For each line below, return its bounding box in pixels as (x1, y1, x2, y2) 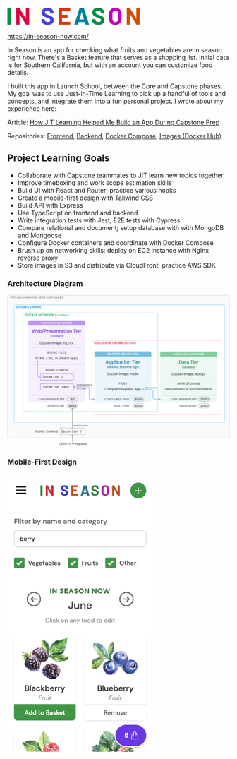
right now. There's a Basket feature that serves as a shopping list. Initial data (7, 54, 229, 61)
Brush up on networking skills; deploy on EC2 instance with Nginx (17, 246, 209, 254)
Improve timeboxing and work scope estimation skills (17, 178, 172, 187)
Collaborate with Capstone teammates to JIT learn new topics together (17, 171, 224, 179)
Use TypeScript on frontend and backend (17, 208, 138, 217)
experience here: (7, 104, 57, 113)
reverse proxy (17, 253, 59, 262)
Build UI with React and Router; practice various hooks (17, 186, 176, 194)
